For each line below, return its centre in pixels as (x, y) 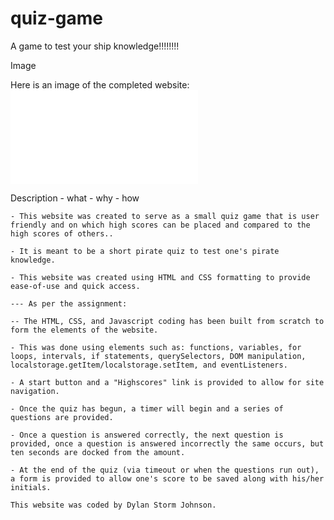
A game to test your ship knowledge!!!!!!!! (95, 46)
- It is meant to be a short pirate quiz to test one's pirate (145, 251)
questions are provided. (62, 417)
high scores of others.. (62, 233)
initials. (31, 487)
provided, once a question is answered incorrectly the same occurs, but (167, 443)
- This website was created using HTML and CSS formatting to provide (160, 277)
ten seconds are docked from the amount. (98, 452)
